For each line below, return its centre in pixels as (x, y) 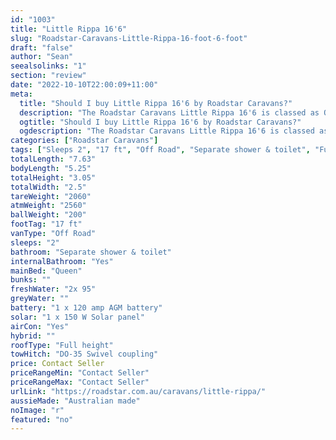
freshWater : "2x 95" (53, 289)
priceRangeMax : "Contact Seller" (80, 382)
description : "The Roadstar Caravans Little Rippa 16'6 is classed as (169, 112)
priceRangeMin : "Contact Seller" (80, 373)
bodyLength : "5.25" (51, 168)
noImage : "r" (37, 410)
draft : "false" (42, 47)
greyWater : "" (40, 299)
